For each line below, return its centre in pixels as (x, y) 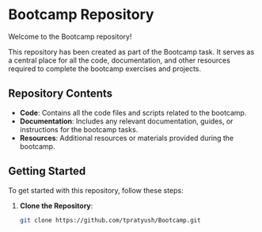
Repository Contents (61, 94)
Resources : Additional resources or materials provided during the (127, 138)
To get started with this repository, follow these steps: (96, 190)
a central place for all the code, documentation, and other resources (120, 60)
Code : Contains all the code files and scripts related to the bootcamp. (133, 112)
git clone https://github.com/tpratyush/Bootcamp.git (110, 220)
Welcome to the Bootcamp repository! (70, 36)
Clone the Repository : (56, 205)
